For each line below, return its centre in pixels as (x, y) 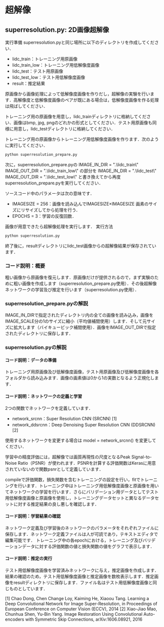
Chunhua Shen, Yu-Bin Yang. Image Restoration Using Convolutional (74, 614)
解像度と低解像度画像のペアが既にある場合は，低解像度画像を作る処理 (88, 100)
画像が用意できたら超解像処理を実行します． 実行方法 (59, 226)
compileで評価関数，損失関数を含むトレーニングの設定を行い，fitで (73, 479)
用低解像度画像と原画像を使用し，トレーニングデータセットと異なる (73, 498)
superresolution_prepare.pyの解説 (47, 303)
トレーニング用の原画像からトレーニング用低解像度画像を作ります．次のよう (82, 139)
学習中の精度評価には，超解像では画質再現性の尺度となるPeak (68, 457)
